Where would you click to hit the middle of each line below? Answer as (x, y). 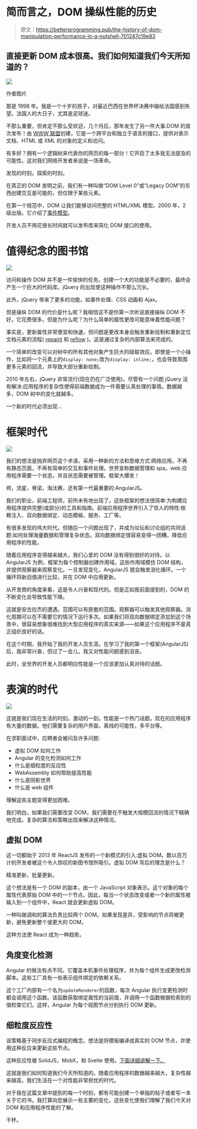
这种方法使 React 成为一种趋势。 (45, 935)
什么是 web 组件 (34, 787)
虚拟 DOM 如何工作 (38, 751)
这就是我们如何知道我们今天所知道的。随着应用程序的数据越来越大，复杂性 (96, 1073)
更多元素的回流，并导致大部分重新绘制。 (55, 366)
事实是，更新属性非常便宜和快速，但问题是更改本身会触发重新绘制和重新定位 (98, 332)
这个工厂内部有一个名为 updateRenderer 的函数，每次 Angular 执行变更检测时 (97, 990)
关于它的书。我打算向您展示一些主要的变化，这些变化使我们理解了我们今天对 (98, 1100)
